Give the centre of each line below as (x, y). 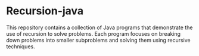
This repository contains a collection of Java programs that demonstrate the (99, 27)
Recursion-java (45, 11)
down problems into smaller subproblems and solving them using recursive (98, 40)
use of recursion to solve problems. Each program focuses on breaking (93, 33)
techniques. (21, 46)
